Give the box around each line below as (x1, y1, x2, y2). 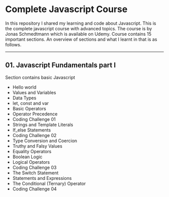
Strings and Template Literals (12, 121, 73, 127)
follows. (5, 41, 22, 47)
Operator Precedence (12, 111, 58, 117)
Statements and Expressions (12, 175, 72, 181)
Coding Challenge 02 (12, 132, 57, 138)
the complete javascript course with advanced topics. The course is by (5, 25, 152, 31)
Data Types (12, 95, 37, 101)
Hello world (12, 84, 37, 90)
